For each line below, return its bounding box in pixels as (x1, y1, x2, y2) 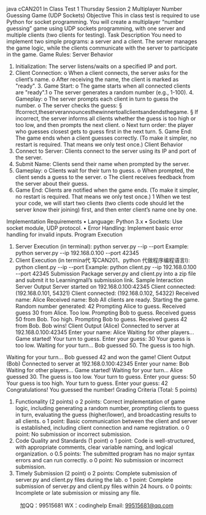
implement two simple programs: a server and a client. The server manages (6, 38, 197, 45)
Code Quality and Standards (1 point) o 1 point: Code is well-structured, (15, 437, 196, 444)
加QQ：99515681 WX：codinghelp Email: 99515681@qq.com (20, 502, 174, 509)
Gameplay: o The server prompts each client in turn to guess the (15, 95, 179, 102)
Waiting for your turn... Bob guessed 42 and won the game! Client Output (6, 354, 191, 360)
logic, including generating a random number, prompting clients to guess (15, 405, 199, 411)
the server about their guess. (15, 180, 89, 187)
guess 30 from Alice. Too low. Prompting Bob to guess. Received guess (15, 309, 196, 316)
